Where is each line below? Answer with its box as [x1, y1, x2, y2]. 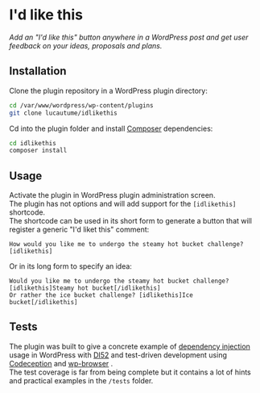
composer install [9, 147, 68, 155]
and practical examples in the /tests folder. [9, 375, 154, 385]
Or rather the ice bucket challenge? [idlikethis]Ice [9, 291, 194, 299]
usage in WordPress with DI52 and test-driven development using [9, 349, 228, 360]
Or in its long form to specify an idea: [9, 261, 132, 271]
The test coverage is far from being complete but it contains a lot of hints [9, 367, 252, 377]
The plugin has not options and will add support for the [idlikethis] [9, 199, 237, 209]
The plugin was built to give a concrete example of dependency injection [9, 341, 250, 351]
